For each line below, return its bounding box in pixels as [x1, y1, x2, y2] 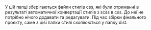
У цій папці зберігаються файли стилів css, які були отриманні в [5, 4, 139, 10]
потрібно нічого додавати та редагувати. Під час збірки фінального [5, 15, 147, 20]
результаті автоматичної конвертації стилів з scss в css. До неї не [5, 9, 144, 15]
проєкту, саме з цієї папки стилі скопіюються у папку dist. [5, 19, 127, 25]
